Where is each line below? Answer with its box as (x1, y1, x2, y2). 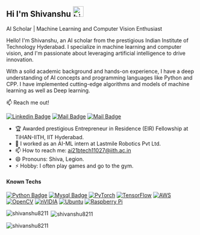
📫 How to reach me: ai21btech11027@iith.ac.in (14, 146, 131, 154)
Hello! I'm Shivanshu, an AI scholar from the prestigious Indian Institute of (6, 37, 189, 44)
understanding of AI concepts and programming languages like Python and (6, 74, 193, 81)
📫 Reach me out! (6, 99, 49, 106)
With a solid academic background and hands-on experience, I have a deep (6, 67, 195, 75)
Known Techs (6, 178, 42, 186)
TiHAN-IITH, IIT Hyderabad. (14, 133, 84, 140)
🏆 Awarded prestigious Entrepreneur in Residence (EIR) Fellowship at (14, 125, 189, 132)
